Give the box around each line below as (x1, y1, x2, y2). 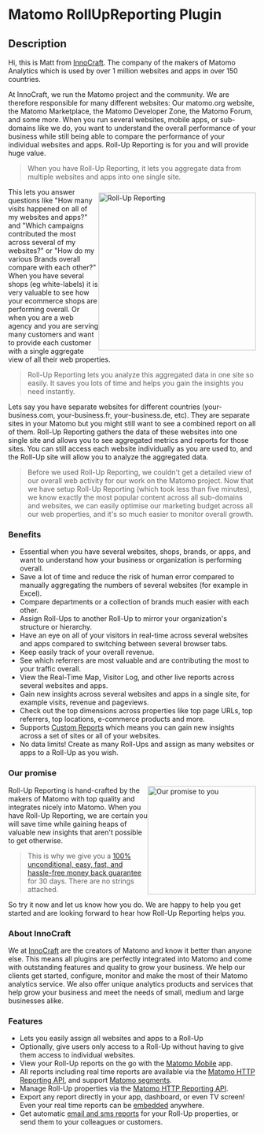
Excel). (19, 589, 42, 598)
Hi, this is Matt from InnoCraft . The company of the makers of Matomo (8, 58, 236, 67)
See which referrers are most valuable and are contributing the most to (19, 656, 250, 665)
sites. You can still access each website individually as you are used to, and (8, 444, 253, 453)
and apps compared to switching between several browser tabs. (19, 639, 228, 649)
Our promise (8, 768, 57, 779)
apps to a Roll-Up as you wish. (19, 748, 119, 757)
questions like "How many (8, 195, 93, 205)
